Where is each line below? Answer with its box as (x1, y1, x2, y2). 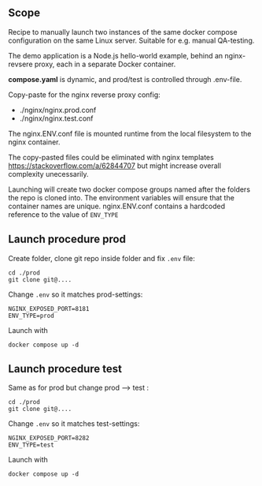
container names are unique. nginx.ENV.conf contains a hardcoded (8, 201, 226, 211)
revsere (8, 59, 33, 69)
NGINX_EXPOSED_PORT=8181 (8, 305, 90, 312)
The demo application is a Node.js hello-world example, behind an (8, 50, 223, 60)
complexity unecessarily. (8, 169, 89, 178)
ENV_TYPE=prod (8, 312, 55, 320)
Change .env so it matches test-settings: (8, 419, 140, 428)
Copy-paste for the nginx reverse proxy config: (8, 90, 161, 99)
